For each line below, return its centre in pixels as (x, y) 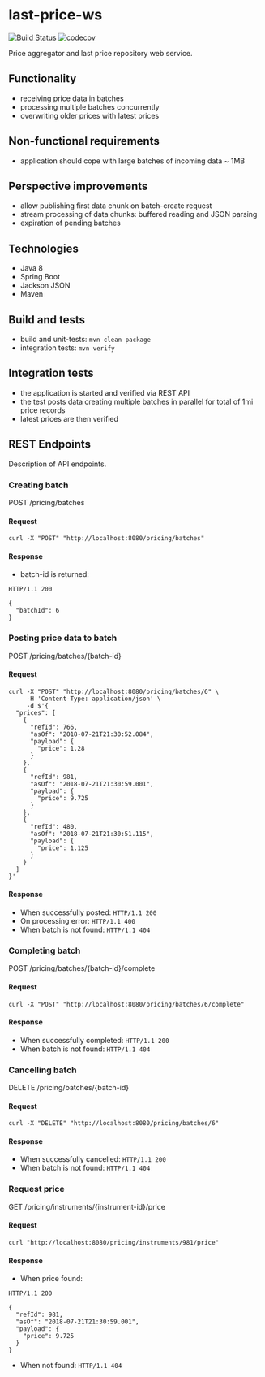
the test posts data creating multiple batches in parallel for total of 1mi (137, 401)
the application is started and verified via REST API (105, 392)
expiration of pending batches (71, 223)
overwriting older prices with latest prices (90, 115)
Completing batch (45, 950)
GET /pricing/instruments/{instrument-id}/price (87, 1206)
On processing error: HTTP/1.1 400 (78, 921)
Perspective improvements (78, 186)
